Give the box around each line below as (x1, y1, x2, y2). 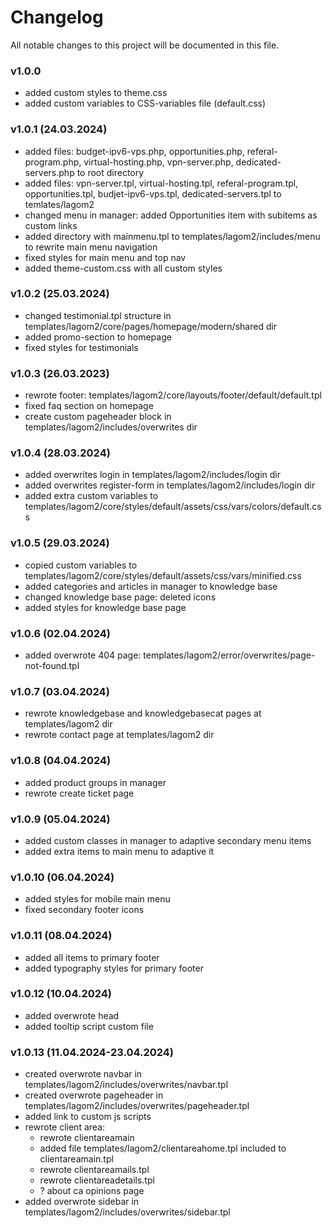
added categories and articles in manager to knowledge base (24, 580, 278, 592)
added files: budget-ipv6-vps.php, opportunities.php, (24, 145, 245, 157)
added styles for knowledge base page (24, 601, 187, 613)
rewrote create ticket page (24, 787, 135, 799)
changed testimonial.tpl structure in (24, 309, 172, 321)
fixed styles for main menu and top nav (24, 251, 187, 263)
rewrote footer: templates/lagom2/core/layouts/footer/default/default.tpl (24, 389, 322, 401)
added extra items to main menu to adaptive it (24, 845, 215, 857)
